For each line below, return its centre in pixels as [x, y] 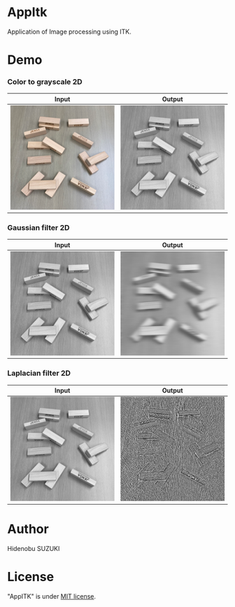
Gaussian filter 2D [38, 227]
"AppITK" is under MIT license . [52, 596]
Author [28, 529]
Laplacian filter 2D [39, 374]
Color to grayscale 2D [45, 82]
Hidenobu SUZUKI [34, 548]
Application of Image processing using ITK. [69, 32]
